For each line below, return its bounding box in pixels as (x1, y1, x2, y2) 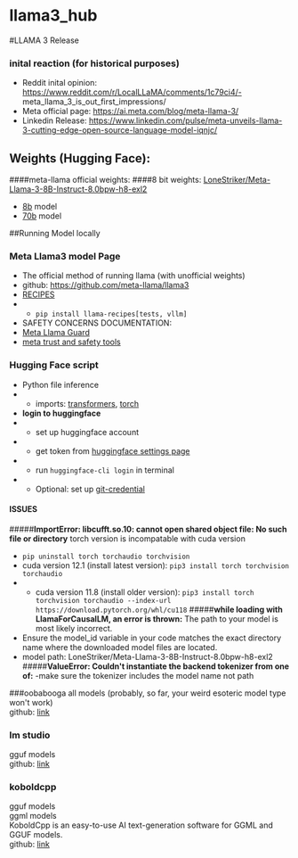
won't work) (9, 697, 53, 707)
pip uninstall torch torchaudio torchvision (21, 552, 190, 561)
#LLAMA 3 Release (9, 35, 80, 45)
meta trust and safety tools (21, 336, 122, 348)
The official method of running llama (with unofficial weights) (21, 270, 246, 281)
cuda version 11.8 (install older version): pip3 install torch (35, 586, 254, 598)
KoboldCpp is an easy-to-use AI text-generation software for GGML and (9, 820, 274, 830)
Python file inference (21, 379, 100, 390)
